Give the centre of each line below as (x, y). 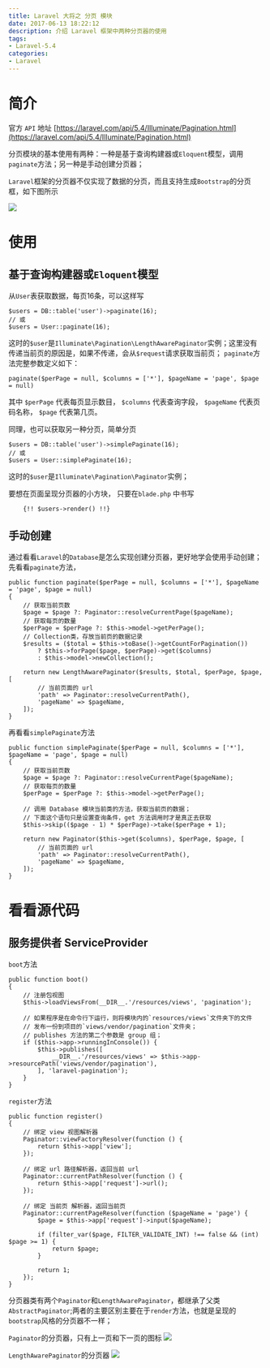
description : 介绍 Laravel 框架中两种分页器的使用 (88, 31)
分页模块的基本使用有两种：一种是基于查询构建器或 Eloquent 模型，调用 (126, 153)
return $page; (75, 1249)
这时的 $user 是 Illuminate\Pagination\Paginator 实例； (99, 476)
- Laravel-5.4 (32, 46)
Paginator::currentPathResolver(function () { (103, 1176)
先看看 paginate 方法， (45, 567)
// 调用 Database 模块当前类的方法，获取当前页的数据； (107, 809)
